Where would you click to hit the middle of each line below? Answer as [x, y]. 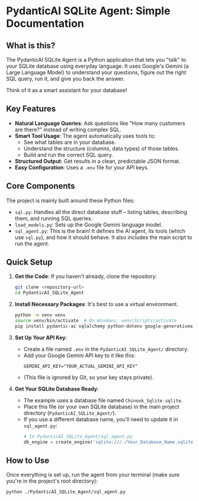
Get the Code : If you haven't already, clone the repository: [86, 276]
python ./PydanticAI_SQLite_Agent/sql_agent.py [66, 492]
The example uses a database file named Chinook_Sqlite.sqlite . [103, 400]
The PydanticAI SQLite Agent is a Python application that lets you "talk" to [96, 60]
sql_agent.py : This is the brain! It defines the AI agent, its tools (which [100, 231]
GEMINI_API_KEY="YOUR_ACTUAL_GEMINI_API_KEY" [81, 366]
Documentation [45, 23]
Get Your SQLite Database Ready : [57, 389]
